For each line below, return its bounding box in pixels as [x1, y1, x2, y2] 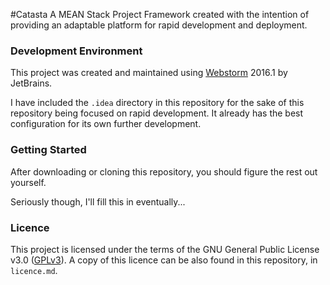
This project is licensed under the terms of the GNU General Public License [10, 243, 320, 255]
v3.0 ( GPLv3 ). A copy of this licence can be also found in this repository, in [10, 254, 318, 266]
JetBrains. [10, 77, 53, 89]
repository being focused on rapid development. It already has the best [10, 107, 304, 119]
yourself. [10, 176, 47, 188]
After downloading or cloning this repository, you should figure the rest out [10, 165, 318, 178]
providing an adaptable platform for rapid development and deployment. [10, 19, 308, 31]
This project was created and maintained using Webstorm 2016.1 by [10, 67, 288, 79]
